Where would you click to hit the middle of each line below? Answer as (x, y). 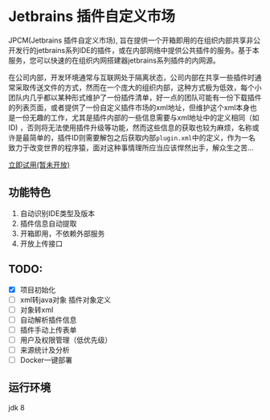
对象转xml (37, 309)
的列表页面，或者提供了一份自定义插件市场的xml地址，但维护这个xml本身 (129, 107)
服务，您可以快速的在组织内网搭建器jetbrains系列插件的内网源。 (114, 60)
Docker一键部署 (46, 360)
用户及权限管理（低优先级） (66, 340)
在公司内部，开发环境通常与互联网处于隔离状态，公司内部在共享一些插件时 (131, 77)
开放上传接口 (41, 243)
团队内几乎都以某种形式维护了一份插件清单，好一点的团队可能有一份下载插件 (135, 97)
